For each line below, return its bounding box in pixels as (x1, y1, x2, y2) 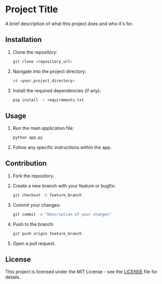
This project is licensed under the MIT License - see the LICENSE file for (5, 269, 157, 275)
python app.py (12, 135, 43, 140)
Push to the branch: (12, 221, 55, 227)
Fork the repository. (12, 173, 55, 179)
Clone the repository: (12, 49, 58, 55)
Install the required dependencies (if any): (12, 87, 101, 93)
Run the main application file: (12, 125, 74, 131)
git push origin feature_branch (12, 231, 82, 236)
